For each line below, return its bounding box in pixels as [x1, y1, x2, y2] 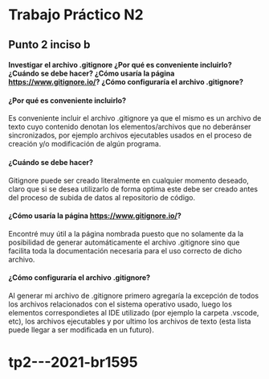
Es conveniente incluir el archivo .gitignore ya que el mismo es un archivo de [8, 113, 262, 123]
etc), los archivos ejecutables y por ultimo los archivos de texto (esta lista [8, 316, 251, 326]
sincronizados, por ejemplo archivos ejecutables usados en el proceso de [8, 130, 252, 140]
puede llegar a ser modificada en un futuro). [8, 324, 154, 335]
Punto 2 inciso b [8, 38, 91, 51]
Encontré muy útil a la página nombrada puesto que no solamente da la [8, 229, 244, 238]
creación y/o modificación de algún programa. [8, 139, 161, 149]
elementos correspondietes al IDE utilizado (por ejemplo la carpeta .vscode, [8, 307, 259, 317]
